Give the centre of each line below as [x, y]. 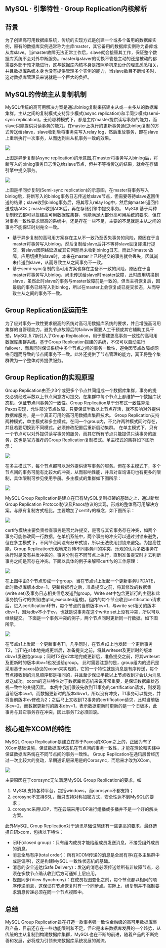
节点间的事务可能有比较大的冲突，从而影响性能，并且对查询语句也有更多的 [81, 472]
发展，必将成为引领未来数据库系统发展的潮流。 [61, 941]
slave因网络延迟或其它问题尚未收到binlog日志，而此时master [87, 250]
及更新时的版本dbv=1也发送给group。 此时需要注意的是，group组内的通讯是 [82, 663]
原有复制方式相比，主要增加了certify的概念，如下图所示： [77, 510]
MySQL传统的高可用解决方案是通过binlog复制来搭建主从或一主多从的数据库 [82, 107]
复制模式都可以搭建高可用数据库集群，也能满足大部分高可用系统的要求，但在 [83, 215]
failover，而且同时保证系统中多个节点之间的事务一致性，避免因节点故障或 [80, 348]
